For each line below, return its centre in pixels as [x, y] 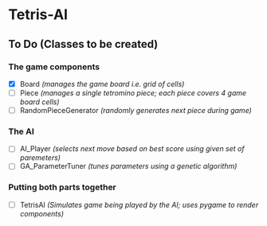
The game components [54, 67]
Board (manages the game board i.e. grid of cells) [102, 84]
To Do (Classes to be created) [83, 44]
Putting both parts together [63, 187]
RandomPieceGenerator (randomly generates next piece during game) [136, 110]
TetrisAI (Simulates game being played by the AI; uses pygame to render [139, 205]
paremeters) [40, 158]
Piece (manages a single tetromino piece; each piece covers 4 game [133, 92]
